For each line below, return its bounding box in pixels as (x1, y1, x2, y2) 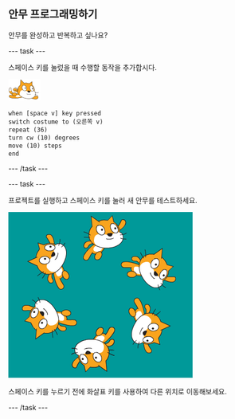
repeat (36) (8, 126, 48, 134)
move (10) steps (8, 142, 62, 150)
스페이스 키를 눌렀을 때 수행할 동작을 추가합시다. (8, 62, 158, 72)
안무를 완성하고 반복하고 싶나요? (8, 30, 108, 40)
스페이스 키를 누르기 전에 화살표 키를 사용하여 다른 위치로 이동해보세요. (8, 386, 227, 396)
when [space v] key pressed (8, 109, 102, 117)
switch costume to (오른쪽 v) (8, 118, 104, 126)
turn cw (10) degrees (8, 134, 80, 142)
